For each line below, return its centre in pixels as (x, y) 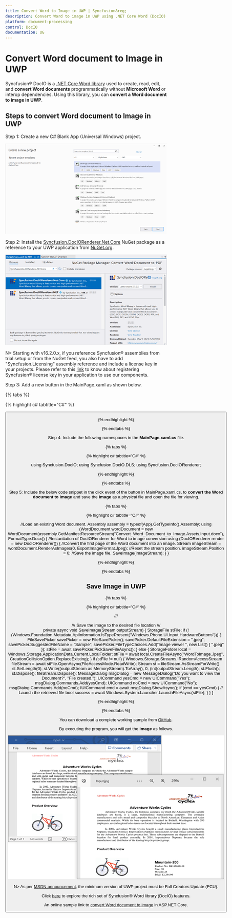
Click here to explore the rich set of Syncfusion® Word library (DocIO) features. (116, 896)
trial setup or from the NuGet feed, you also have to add (64, 359)
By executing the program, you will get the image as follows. (116, 729)
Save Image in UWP (116, 586)
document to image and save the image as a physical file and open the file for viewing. (116, 497)
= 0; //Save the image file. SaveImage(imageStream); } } (116, 553)
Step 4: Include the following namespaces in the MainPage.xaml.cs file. (116, 438)
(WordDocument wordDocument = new (116, 529)
